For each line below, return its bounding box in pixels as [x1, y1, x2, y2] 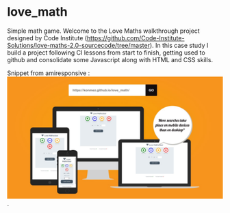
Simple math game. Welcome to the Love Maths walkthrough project [7, 27, 200, 35]
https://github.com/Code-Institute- [86, 33, 185, 42]
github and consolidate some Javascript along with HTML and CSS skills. [7, 55, 214, 63]
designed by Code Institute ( [7, 33, 88, 42]
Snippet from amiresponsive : [7, 69, 90, 77]
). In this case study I [149, 41, 209, 49]
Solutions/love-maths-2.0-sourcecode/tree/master [7, 41, 151, 49]
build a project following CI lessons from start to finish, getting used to [7, 48, 205, 57]
